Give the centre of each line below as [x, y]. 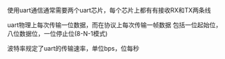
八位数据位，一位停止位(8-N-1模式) [57, 34]
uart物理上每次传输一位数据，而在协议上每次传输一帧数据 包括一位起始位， [115, 25]
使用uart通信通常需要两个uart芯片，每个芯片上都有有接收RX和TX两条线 [109, 10]
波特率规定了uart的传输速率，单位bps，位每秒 [73, 48]
